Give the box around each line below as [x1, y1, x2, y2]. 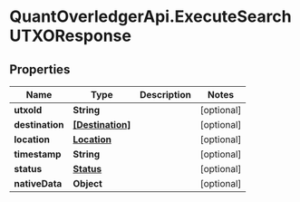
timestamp [14, 148, 62, 160]
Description [139, 89, 192, 101]
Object [73, 178, 102, 189]
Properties [9, 62, 71, 77]
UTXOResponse [9, 25, 131, 46]
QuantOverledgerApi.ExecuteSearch [9, 6, 292, 27]
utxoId [14, 104, 43, 116]
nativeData [14, 178, 63, 189]
